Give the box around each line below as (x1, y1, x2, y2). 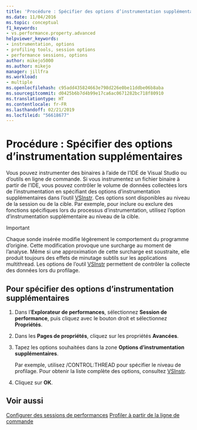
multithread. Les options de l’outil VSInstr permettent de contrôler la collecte (6, 260, 191, 268)
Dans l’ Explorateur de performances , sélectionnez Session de (14, 309, 167, 316)
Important (6, 224, 30, 232)
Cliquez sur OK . (14, 379, 53, 386)
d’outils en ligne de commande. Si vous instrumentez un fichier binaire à (6, 175, 180, 182)
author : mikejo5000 (6, 57, 54, 63)
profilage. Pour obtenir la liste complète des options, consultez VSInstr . (14, 368, 186, 374)
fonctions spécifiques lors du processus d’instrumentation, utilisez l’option (6, 206, 186, 214)
